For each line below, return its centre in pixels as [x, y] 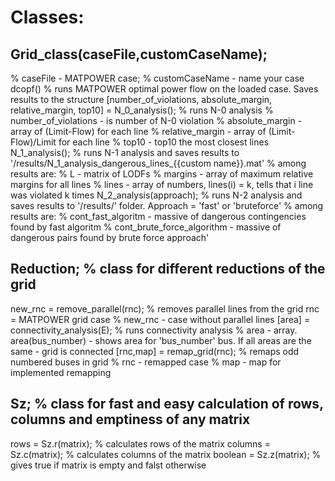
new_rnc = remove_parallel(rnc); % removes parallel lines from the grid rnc [165, 308]
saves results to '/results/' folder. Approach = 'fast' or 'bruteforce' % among [167, 205]
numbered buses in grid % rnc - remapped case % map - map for [146, 362]
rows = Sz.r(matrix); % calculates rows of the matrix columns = [140, 443]
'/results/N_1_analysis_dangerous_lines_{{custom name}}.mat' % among [158, 163]
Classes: [47, 17]
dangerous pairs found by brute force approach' [110, 237]
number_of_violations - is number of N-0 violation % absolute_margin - [156, 120]
